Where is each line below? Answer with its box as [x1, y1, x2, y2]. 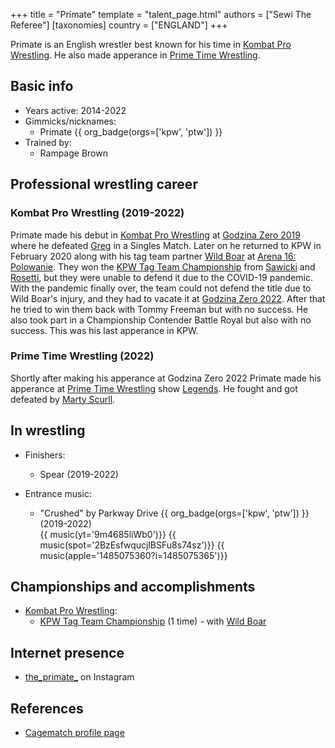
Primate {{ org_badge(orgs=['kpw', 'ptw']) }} [39, 125, 223, 138]
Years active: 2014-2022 [24, 104, 127, 116]
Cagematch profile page [24, 727, 125, 739]
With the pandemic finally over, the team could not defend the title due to [10, 282, 312, 294]
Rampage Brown [39, 147, 108, 159]
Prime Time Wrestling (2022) [10, 349, 155, 363]
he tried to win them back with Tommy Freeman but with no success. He [10, 303, 309, 315]
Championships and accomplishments [10, 579, 256, 595]
